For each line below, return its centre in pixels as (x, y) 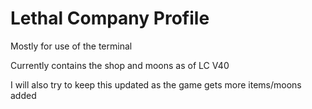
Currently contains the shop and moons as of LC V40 (120, 65)
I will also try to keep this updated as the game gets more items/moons (156, 84)
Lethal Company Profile (110, 18)
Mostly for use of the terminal (71, 46)
